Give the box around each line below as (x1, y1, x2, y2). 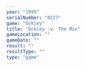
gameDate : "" (6, 37, 40, 43)
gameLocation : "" (6, 32, 51, 38)
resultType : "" (6, 49, 45, 55)
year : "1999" (6, 9, 40, 15)
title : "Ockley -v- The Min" (6, 26, 81, 32)
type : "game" (6, 54, 40, 60)
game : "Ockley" (6, 20, 45, 26)
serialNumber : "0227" (6, 15, 62, 21)
